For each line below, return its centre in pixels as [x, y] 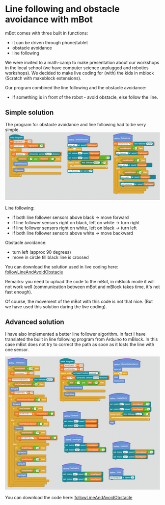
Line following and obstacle [62, 9]
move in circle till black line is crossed [51, 257]
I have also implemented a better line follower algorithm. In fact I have [75, 334]
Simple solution [29, 113]
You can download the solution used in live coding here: [62, 266]
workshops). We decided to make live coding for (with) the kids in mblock [80, 73]
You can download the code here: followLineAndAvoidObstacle [69, 498]
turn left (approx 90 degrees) [41, 252]
